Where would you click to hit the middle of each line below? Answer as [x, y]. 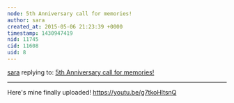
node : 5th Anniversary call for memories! [70, 14]
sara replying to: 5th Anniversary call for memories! [81, 72]
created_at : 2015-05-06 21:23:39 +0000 [65, 26]
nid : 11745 [23, 40]
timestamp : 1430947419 [40, 33]
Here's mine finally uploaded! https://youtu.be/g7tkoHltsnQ [92, 92]
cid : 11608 [23, 46]
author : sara [26, 20]
